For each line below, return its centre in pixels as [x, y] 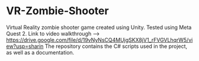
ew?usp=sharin [25, 46]
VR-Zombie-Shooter [57, 11]
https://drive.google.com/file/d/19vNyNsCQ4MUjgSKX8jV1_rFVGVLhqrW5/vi [99, 40]
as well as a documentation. [40, 52]
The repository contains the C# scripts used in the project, [116, 46]
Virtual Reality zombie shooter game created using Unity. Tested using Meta [99, 27]
